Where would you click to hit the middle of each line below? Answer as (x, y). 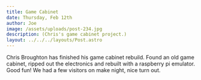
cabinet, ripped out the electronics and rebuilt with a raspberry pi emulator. (101, 64)
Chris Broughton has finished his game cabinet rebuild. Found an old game (100, 57)
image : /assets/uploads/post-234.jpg (54, 29)
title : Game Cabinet (33, 12)
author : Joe (21, 23)
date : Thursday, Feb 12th (39, 18)
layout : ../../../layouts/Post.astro (54, 40)
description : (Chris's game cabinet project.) (67, 35)
